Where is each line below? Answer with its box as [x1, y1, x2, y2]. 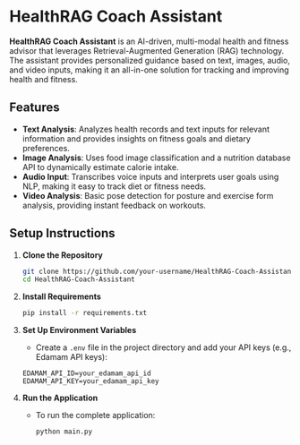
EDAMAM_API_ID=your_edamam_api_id [21, 369, 151, 378]
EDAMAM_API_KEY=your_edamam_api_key [21, 377, 159, 386]
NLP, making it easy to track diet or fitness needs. [21, 181, 207, 192]
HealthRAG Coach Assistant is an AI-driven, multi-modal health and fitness [9, 36, 289, 47]
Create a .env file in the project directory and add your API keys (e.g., [35, 342, 292, 353]
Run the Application [21, 392, 99, 404]
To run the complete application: [35, 410, 156, 421]
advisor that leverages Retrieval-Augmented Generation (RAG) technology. [9, 45, 285, 56]
